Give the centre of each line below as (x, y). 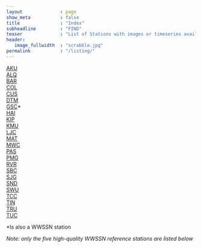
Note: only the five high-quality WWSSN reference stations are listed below (100, 238)
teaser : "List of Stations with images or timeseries (94, 34)
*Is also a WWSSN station (38, 227)
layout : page (41, 12)
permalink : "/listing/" (51, 51)
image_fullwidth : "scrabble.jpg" (59, 46)
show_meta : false (43, 17)
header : (16, 40)
